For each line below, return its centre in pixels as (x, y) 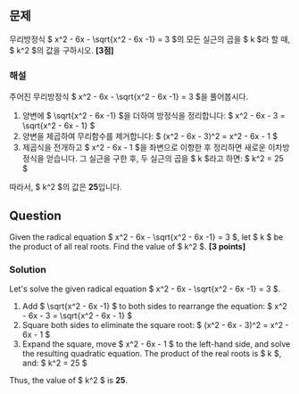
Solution (28, 269)
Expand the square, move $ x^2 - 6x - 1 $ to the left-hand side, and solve (156, 344)
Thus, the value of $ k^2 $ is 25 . (68, 381)
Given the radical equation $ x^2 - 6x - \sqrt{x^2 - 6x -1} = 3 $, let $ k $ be (146, 237)
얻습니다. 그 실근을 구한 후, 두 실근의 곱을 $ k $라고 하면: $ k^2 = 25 (165, 159)
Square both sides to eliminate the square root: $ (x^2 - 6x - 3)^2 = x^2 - (155, 325)
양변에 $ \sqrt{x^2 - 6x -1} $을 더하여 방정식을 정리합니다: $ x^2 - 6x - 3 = (154, 116)
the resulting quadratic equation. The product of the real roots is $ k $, (152, 354)
